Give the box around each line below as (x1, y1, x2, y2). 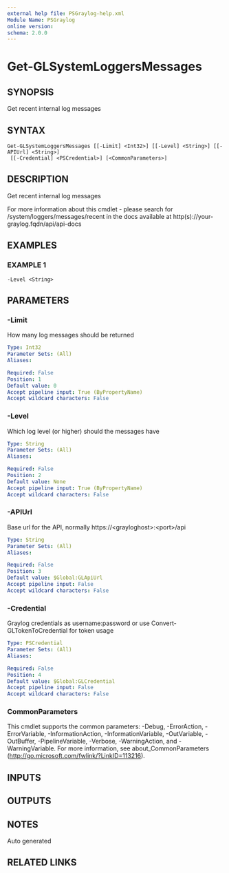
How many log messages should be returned (7, 331, 134, 339)
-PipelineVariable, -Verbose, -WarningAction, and (37, 737, 177, 746)
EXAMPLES (7, 240, 57, 251)
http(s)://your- (173, 212, 214, 220)
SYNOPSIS (7, 86, 54, 98)
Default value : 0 (7, 382, 57, 389)
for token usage (69, 627, 114, 635)
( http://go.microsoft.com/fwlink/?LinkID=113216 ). (7, 752, 146, 760)
